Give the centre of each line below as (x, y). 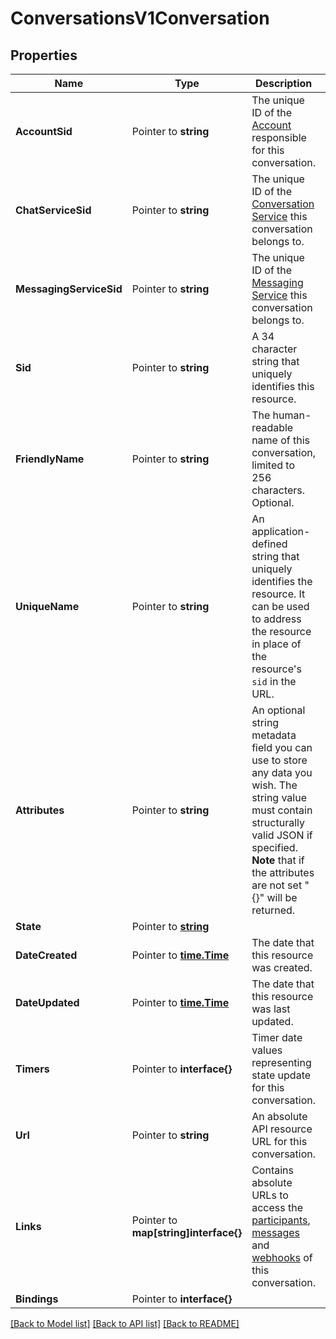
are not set (277, 885)
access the (277, 1207)
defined (269, 544)
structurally (278, 822)
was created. (282, 967)
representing (281, 1062)
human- (292, 415)
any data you (282, 772)
